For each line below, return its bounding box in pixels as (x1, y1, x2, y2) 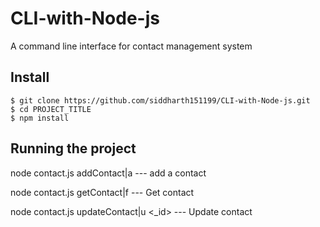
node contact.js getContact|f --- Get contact (10, 186, 195, 198)
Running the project (10, 140, 137, 157)
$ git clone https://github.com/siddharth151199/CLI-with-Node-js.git (10, 95, 311, 106)
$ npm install (10, 113, 70, 123)
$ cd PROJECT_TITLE (10, 104, 92, 114)
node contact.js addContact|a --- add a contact (10, 167, 207, 179)
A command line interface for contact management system (10, 40, 253, 52)
